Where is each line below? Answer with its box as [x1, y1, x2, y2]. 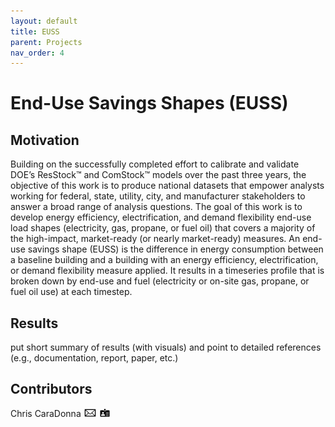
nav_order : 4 [10, 48, 65, 58]
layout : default [10, 16, 78, 26]
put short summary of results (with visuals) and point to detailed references [10, 341, 322, 354]
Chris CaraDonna [10, 407, 82, 419]
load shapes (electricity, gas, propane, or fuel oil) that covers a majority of [10, 222, 316, 234]
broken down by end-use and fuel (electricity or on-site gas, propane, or [10, 275, 310, 287]
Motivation [10, 131, 80, 149]
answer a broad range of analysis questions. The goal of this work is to [10, 201, 303, 213]
